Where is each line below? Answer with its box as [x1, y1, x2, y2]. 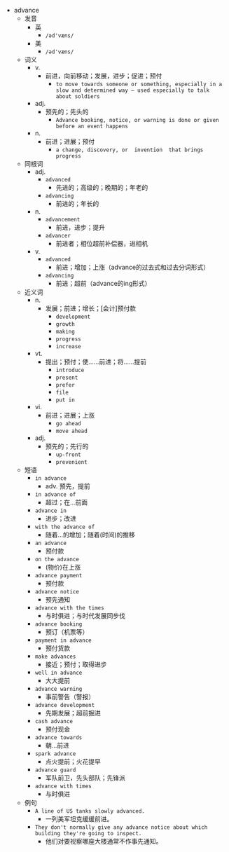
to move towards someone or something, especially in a [55, 81, 223, 88]
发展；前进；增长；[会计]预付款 [45, 304, 137, 312]
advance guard [34, 767, 76, 774]
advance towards [34, 734, 83, 741]
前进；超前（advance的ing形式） [55, 280, 151, 287]
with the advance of [34, 523, 95, 530]
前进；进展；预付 [45, 137, 95, 146]
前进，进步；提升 [55, 224, 105, 231]
